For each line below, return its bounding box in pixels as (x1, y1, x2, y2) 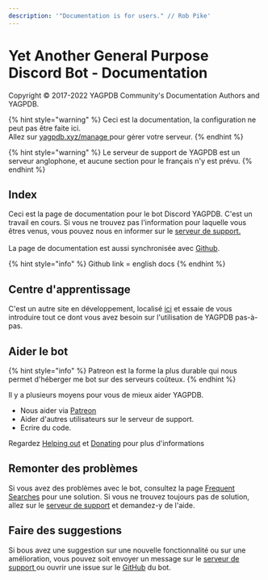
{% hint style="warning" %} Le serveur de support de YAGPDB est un (8, 147, 241, 157)
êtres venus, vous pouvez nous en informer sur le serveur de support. (8, 227, 241, 236)
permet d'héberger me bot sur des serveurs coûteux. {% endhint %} (8, 374, 237, 384)
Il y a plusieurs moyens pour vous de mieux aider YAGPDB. (8, 390, 204, 399)
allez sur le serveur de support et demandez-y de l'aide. (8, 500, 195, 510)
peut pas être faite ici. (8, 123, 81, 133)
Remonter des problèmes (8, 461, 139, 476)
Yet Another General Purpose (8, 46, 209, 65)
